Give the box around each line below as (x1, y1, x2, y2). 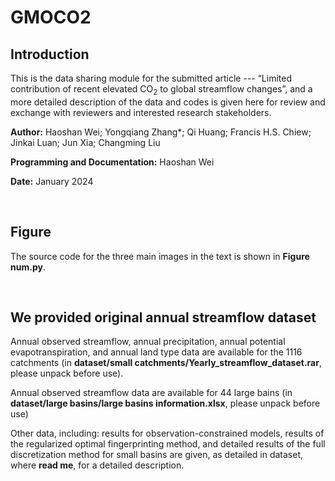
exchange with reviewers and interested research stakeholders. (10, 106, 272, 118)
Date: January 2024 (10, 175, 94, 187)
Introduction (10, 46, 90, 63)
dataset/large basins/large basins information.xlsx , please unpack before (10, 397, 321, 410)
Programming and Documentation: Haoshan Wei (10, 156, 215, 168)
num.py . (10, 261, 46, 273)
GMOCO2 (10, 6, 92, 29)
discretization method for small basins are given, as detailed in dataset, (10, 449, 304, 461)
